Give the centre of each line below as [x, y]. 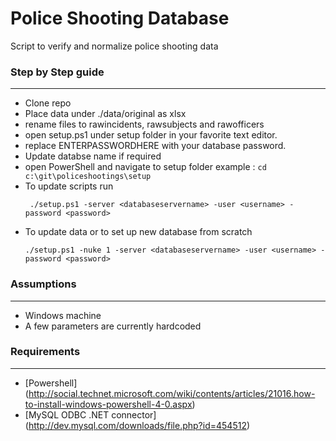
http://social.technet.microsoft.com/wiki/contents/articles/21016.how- [172, 393]
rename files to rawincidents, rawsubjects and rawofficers [144, 124]
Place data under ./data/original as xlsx [105, 114]
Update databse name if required [93, 156]
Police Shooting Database [120, 18]
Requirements [45, 352]
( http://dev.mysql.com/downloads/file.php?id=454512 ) [137, 425]
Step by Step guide [57, 72]
